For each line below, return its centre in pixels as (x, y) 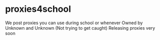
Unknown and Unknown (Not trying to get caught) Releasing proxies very (80, 28)
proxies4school (38, 9)
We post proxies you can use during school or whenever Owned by (74, 23)
